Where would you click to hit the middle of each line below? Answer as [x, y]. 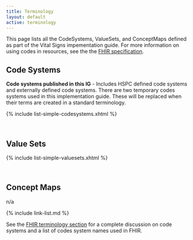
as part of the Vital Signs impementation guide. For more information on [93, 45]
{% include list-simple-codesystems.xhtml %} [62, 114]
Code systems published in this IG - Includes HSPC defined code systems [97, 84]
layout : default [26, 17]
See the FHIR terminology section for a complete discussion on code [89, 224]
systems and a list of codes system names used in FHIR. [74, 230]
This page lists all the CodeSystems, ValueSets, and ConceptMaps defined [96, 39]
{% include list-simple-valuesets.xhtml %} [57, 158]
